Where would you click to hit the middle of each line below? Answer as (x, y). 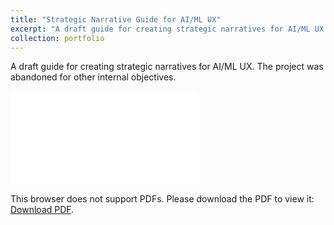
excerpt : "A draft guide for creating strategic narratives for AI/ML (160, 29)
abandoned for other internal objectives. (93, 77)
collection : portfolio (57, 38)
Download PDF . (42, 210)
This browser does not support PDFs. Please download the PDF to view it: (162, 199)
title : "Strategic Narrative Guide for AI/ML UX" (116, 19)
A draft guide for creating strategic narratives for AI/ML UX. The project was (167, 67)
